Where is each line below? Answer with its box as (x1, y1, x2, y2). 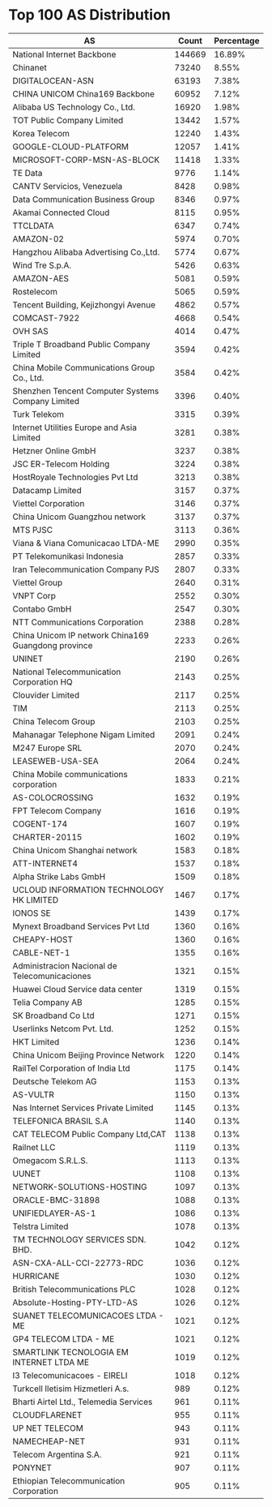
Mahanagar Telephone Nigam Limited (12, 728, 155, 740)
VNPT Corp (12, 590, 57, 601)
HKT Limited (12, 1036, 60, 1047)
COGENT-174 (12, 818, 68, 829)
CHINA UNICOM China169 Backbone (12, 88, 155, 99)
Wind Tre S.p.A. (12, 260, 71, 271)
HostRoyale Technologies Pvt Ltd (12, 471, 138, 483)
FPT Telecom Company (12, 805, 102, 816)
